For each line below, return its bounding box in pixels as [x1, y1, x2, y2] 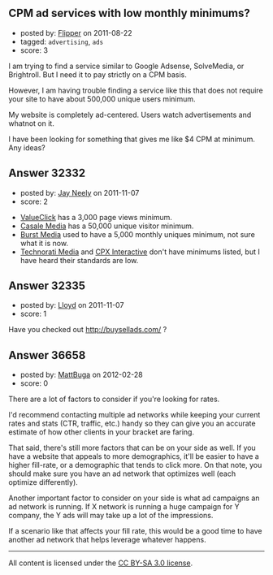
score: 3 [19, 45, 49, 55]
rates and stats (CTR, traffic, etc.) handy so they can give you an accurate [8, 418, 256, 429]
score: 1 [19, 309, 47, 319]
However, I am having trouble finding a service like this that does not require [8, 85, 264, 95]
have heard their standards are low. [19, 255, 139, 265]
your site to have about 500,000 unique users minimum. [8, 93, 197, 104]
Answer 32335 [8, 279, 86, 293]
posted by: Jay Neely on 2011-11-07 [19, 188, 140, 197]
